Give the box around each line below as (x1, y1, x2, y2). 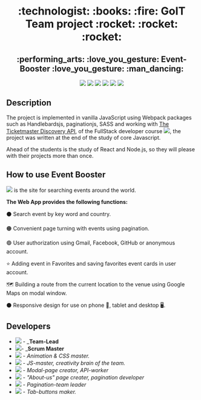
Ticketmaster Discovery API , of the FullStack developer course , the (6, 127, 182, 134)
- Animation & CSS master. (22, 352, 90, 359)
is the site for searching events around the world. (13, 186, 136, 194)
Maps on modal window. (6, 289, 67, 297)
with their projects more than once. (6, 152, 94, 159)
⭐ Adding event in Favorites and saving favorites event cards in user (6, 260, 177, 267)
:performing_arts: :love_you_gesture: (16, 54, 159, 64)
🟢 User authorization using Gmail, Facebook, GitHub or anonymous (6, 239, 176, 246)
